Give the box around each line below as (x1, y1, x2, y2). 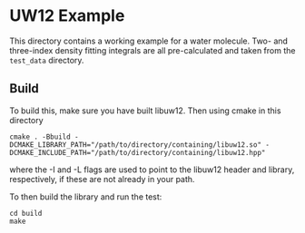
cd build (9, 209, 43, 218)
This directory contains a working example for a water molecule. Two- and (9, 35, 289, 46)
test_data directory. (9, 54, 84, 65)
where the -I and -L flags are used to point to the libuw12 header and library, (9, 164, 295, 175)
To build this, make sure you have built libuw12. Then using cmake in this (9, 105, 281, 116)
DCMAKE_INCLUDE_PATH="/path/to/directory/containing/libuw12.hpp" (9, 148, 266, 157)
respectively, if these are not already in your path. (9, 173, 195, 184)
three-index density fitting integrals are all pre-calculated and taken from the (9, 44, 296, 55)
